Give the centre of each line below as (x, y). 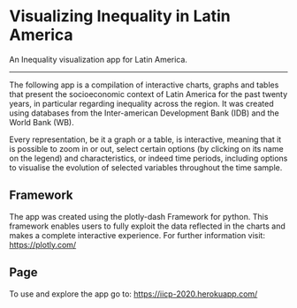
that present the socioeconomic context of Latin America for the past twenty (148, 94)
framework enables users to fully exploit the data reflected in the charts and (147, 226)
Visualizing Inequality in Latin (120, 16)
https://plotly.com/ (43, 244)
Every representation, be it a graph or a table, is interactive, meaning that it (145, 139)
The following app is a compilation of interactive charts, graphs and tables (144, 85)
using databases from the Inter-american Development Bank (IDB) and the (145, 113)
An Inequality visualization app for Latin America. (99, 59)
